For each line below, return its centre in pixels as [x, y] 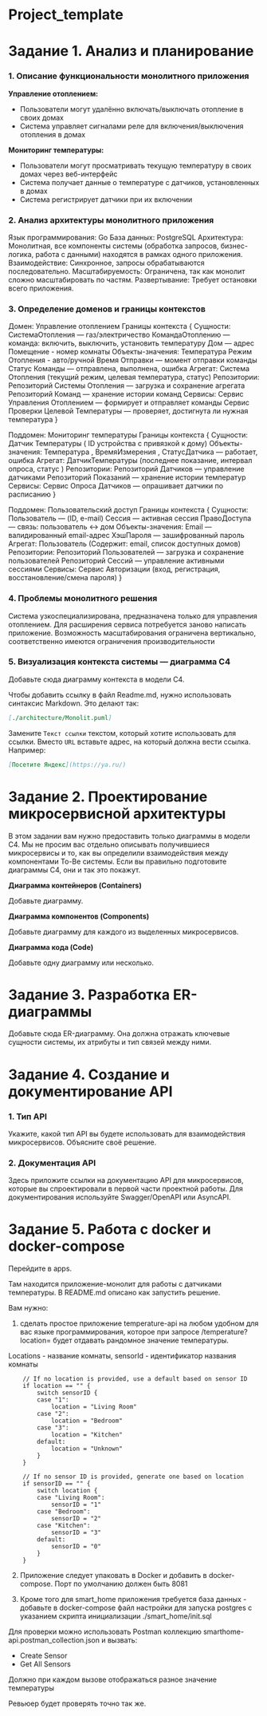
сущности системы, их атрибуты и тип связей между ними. [110, 1042]
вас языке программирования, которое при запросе [110, 1332]
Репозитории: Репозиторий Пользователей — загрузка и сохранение [126, 552]
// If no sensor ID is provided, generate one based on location [133, 1477]
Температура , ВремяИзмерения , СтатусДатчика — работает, [151, 452]
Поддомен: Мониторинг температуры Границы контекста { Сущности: [128, 435]
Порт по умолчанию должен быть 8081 [121, 1584]
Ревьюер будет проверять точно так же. [77, 1704]
